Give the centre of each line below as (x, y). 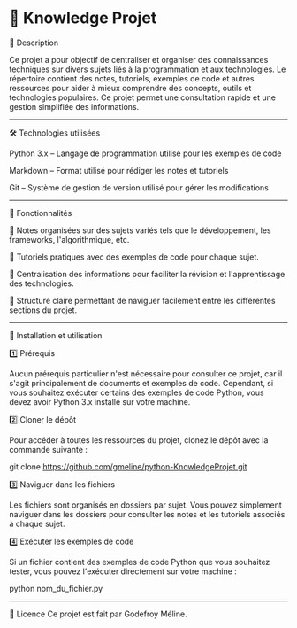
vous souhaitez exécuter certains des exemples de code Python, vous (137, 392)
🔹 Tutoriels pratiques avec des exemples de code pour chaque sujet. (134, 257)
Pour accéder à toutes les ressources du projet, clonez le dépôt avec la (139, 440)
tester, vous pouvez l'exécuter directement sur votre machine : (123, 571)
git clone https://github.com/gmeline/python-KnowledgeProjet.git (128, 466)
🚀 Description (34, 43)
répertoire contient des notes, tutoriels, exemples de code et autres (132, 78)
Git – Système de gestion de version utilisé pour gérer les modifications (139, 187)
